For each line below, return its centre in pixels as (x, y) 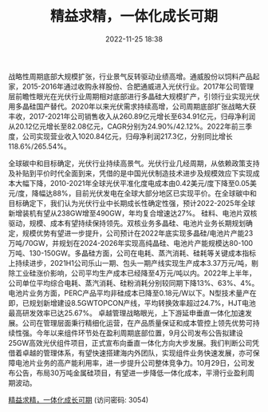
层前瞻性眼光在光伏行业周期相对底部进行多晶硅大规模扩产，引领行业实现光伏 (134, 96)
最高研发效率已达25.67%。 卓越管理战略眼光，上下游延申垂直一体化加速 (127, 313)
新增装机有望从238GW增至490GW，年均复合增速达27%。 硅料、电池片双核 (133, 213)
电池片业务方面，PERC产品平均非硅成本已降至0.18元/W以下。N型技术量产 (129, 293)
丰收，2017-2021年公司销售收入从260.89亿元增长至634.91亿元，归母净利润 (132, 116)
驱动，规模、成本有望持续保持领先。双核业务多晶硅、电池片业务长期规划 (127, 223)
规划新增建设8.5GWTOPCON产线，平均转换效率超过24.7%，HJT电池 (143, 303)
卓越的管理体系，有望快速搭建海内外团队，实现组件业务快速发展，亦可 (137, 353)
